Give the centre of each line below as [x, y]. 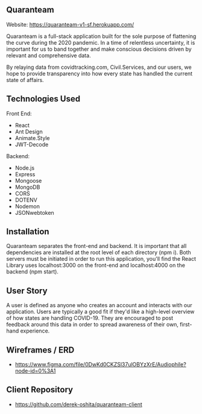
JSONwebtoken [34, 212]
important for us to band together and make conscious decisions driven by [99, 49]
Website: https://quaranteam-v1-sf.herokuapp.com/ [70, 24]
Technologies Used [43, 99]
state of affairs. [25, 80]
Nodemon [27, 206]
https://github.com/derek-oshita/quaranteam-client [79, 404]
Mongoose [28, 180]
